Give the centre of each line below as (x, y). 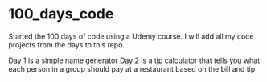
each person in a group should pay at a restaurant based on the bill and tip (132, 68)
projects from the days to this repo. (67, 44)
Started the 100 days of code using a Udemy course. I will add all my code (131, 36)
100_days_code (61, 14)
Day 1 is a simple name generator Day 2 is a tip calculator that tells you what (134, 60)
